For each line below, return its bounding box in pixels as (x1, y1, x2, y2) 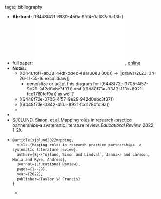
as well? (58, 91, 74, 97)
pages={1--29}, (17, 167, 48, 172)
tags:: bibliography (5, 4, 43, 10)
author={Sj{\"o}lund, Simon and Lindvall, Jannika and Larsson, (17, 152, 150, 157)
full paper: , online (12, 60, 141, 66)
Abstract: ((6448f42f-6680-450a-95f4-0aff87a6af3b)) (12, 14, 124, 19)
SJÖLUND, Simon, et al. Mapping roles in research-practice (12, 117, 132, 123)
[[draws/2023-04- (119, 71, 156, 76)
